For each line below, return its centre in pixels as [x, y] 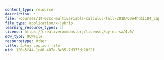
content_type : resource [29, 9]
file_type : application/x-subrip [39, 23]
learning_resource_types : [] [35, 28]
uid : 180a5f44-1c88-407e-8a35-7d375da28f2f [50, 50]
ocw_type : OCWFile [24, 37]
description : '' [21, 14]
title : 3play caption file [32, 45]
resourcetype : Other [26, 41]
